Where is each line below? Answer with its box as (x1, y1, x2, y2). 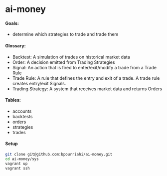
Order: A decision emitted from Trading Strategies (12, 59, 115, 65)
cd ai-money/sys (5, 156, 39, 162)
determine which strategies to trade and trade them (12, 31, 119, 37)
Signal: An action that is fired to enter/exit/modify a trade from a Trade (12, 64, 157, 70)
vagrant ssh (5, 166, 30, 171)
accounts (12, 108, 32, 114)
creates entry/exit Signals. (12, 80, 66, 86)
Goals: (5, 20, 19, 26)
